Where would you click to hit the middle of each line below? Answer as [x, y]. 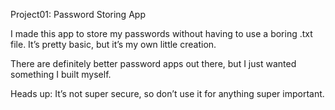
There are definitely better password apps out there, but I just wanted [153, 63]
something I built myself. [61, 74]
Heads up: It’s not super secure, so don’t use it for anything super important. [167, 93]
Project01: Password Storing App [78, 14]
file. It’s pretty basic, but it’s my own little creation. [113, 44]
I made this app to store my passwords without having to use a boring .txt [161, 33]
